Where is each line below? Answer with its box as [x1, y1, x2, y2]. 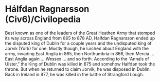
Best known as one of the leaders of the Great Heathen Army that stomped [5, 30, 155, 36]
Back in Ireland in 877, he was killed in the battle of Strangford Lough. [5, 71, 144, 77]
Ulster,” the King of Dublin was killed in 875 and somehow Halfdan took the [5, 61, 155, 67]
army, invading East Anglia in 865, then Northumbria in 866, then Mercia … [5, 50, 155, 57]
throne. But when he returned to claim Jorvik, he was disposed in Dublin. [5, 66, 151, 72]
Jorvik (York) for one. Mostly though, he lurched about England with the [5, 45, 149, 51]
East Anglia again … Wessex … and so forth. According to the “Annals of [5, 56, 149, 61]
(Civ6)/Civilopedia [5, 14, 81, 25]
